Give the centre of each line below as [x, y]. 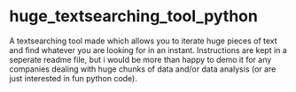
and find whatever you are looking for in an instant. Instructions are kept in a [148, 50]
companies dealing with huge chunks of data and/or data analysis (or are [143, 69]
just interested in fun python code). [73, 78]
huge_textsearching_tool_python [134, 16]
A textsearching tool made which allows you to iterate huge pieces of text [143, 41]
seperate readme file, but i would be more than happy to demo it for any [140, 59]
